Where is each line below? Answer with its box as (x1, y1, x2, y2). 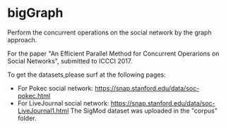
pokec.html (17, 91, 51, 100)
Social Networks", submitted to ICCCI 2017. (7, 56, 133, 65)
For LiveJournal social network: (17, 98, 109, 107)
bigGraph (7, 5, 64, 21)
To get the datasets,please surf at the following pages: (7, 70, 166, 79)
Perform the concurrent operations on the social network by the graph (7, 28, 212, 37)
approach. (7, 35, 37, 44)
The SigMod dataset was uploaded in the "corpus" (70, 106, 218, 115)
